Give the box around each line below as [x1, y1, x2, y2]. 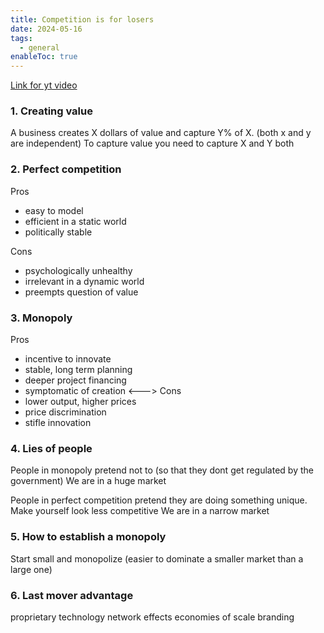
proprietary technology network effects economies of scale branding [10, 611, 295, 623]
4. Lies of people [10, 441, 93, 455]
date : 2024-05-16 [10, 24, 83, 34]
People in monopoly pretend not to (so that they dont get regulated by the [10, 464, 314, 476]
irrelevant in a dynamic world [24, 275, 145, 287]
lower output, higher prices [24, 396, 137, 408]
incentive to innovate [24, 353, 112, 365]
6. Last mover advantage [10, 588, 134, 602]
